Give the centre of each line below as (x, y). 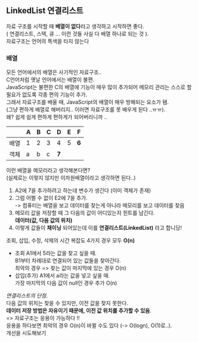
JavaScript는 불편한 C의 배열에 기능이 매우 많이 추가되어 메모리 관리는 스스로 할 (99, 87)
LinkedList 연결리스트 (45, 11)
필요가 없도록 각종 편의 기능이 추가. (47, 95)
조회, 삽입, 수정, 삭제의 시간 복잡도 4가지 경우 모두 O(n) (71, 241)
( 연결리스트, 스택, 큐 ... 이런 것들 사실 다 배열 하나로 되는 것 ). (78, 33)
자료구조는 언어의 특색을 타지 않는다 (48, 41)
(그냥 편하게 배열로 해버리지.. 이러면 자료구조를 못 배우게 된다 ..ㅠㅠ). (86, 110)
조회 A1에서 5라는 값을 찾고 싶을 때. (56, 253)
